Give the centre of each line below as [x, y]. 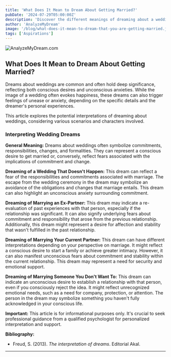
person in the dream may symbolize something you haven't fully [73, 299]
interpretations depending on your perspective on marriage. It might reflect [84, 245]
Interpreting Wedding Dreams [43, 134]
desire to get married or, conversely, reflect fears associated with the [78, 156]
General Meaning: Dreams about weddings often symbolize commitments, [83, 145]
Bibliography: [20, 334]
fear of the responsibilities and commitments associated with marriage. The [84, 177]
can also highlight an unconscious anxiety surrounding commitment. [77, 193]
